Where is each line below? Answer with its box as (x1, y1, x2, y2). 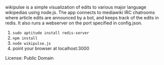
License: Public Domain (5, 55, 54, 61)
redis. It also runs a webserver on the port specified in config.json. (5, 20, 143, 26)
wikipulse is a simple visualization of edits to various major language (5, 4, 146, 10)
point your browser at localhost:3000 (12, 46, 89, 51)
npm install (12, 36, 38, 41)
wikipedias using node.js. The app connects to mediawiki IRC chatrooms (5, 9, 155, 15)
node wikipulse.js (12, 41, 51, 46)
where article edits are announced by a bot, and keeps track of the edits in (5, 15, 159, 20)
